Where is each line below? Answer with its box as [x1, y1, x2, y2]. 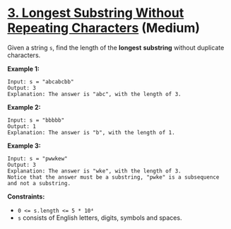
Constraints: [7, 192, 45, 201]
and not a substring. [7, 180, 71, 187]
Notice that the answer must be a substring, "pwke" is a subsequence [7, 173, 220, 181]
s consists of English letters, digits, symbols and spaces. [17, 213, 182, 222]
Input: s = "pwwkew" [7, 155, 69, 162]
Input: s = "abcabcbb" [7, 78, 74, 86]
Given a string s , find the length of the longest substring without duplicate [7, 43, 225, 52]
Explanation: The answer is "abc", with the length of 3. [7, 90, 182, 98]
